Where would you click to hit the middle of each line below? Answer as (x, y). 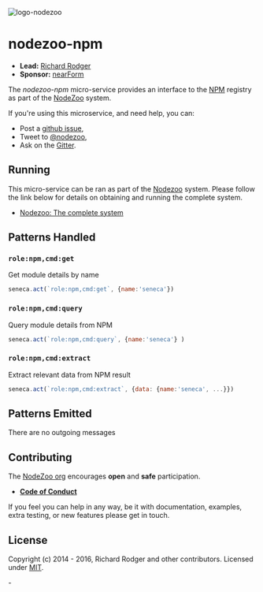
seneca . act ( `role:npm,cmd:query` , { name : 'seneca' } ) (96, 339)
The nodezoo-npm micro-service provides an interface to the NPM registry (130, 89)
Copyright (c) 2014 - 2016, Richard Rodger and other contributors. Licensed (131, 559)
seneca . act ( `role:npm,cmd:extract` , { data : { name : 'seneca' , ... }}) (121, 389)
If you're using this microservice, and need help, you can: (102, 113)
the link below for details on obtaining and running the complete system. (125, 197)
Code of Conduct (48, 492)
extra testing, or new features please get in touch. (89, 516)
